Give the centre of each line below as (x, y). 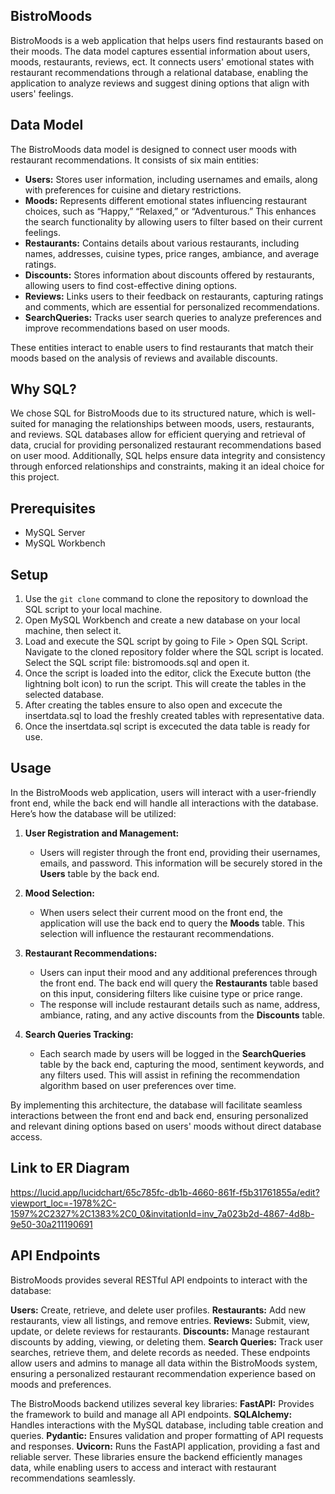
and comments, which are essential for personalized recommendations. (172, 306)
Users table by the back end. (99, 873)
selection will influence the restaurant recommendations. (157, 933)
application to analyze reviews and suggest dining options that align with (160, 83)
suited (23, 424)
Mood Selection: (59, 893)
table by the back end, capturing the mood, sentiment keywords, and (182, 1064)
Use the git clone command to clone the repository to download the (166, 599)
